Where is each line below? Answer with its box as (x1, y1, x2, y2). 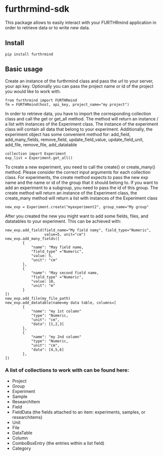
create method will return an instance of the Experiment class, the (5, 190, 137, 196)
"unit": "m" (31, 283, 55, 288)
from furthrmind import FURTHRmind (5, 98, 77, 103)
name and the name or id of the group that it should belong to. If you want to (5, 179, 158, 185)
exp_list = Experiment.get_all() (5, 155, 73, 160)
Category (12, 445, 31, 451)
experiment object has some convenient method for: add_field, (5, 131, 131, 137)
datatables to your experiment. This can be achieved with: (5, 218, 122, 224)
